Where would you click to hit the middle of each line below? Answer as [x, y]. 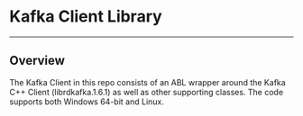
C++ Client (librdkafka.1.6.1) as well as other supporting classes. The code [147, 92]
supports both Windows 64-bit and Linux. [87, 102]
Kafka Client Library [86, 17]
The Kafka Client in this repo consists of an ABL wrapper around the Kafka [147, 82]
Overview [37, 61]
